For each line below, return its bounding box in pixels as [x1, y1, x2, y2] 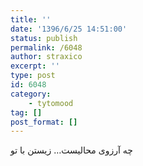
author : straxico [10, 52, 83, 62]
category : [10, 89, 52, 99]
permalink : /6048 [10, 42, 83, 53]
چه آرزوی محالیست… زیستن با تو [10, 144, 133, 156]
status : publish [10, 33, 78, 43]
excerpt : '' [10, 61, 60, 71]
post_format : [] [10, 117, 78, 127]
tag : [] [10, 107, 43, 118]
